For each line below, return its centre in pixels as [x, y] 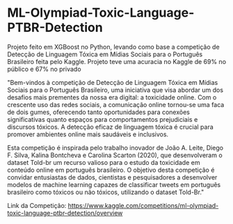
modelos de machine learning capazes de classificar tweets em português [114, 184]
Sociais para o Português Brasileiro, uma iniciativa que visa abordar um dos [115, 90]
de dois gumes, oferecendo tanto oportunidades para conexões [98, 112]
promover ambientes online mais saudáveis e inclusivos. [88, 134]
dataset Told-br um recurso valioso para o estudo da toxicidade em [104, 162]
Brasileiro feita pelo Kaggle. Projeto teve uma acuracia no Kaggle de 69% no [117, 61]
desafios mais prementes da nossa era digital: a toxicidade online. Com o [112, 97]
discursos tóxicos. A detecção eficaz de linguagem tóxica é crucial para [110, 127]
